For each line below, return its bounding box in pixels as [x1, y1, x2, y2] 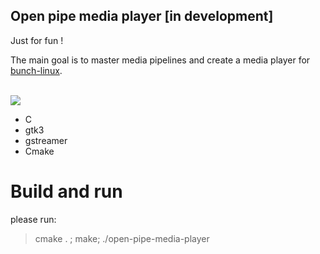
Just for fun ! [10, 34, 64, 46]
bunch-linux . [10, 64, 63, 76]
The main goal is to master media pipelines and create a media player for [10, 54, 311, 66]
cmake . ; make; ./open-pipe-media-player [34, 232, 210, 244]
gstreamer [24, 134, 68, 146]
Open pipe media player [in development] [10, 8, 274, 25]
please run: [10, 213, 57, 225]
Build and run [10, 180, 123, 203]
